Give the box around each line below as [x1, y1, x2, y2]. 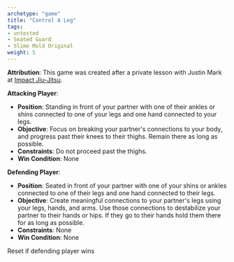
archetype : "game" [7, 10, 61, 17]
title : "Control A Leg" [7, 17, 77, 24]
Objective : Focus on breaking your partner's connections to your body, [17, 125, 223, 133]
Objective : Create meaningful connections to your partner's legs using [17, 196, 221, 204]
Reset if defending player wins [7, 247, 95, 255]
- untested [7, 29, 39, 37]
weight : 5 [7, 49, 36, 56]
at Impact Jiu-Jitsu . [7, 75, 63, 84]
